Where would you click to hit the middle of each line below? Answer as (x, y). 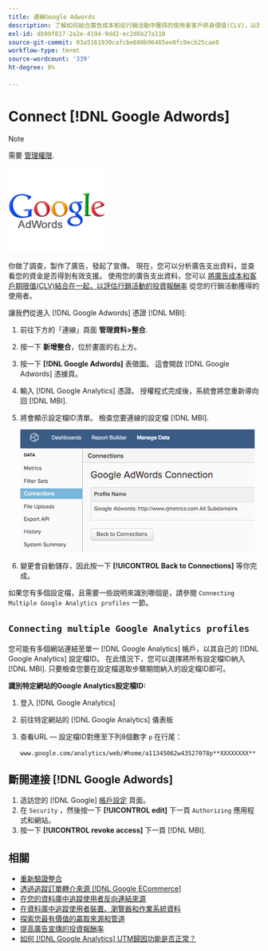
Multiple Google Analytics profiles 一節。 (81, 602)
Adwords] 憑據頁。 (51, 374)
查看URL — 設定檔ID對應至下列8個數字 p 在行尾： (101, 737)
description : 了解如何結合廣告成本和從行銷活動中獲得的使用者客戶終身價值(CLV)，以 (132, 25)
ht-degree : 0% (32, 68)
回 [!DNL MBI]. (43, 401)
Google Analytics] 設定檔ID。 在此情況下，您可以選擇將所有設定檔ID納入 (127, 658)
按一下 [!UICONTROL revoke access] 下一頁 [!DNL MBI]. (113, 830)
